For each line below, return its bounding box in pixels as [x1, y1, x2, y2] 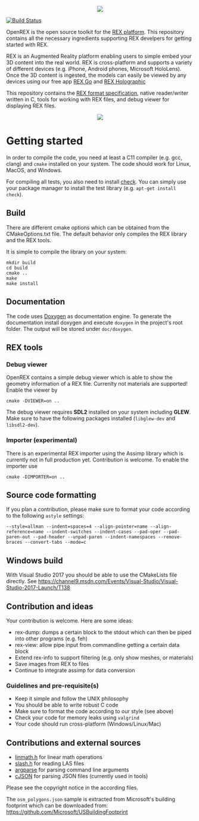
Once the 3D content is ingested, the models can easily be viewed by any [6, 72, 186, 79]
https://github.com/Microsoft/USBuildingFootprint [6, 808, 128, 816]
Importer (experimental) [6, 436, 77, 444]
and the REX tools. [6, 236, 52, 244]
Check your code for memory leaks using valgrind [14, 714, 140, 721]
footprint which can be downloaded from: [6, 802, 108, 809]
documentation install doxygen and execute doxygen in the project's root [6, 319, 183, 326]
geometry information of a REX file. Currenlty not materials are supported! [6, 380, 188, 388]
